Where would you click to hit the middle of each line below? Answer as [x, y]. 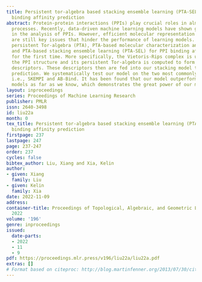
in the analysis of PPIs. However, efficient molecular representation [103, 34]
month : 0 [17, 118]
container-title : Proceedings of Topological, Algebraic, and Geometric [99, 208]
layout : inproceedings [35, 90]
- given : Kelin [25, 186]
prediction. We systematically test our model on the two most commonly [105, 74]
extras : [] [20, 264]
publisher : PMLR [26, 101]
